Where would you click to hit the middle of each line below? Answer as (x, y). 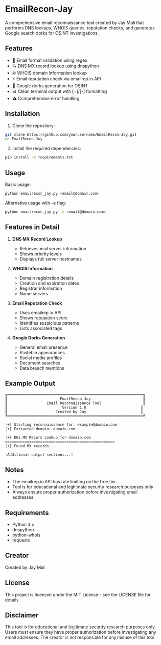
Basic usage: (18, 184)
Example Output (30, 383)
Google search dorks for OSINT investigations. (52, 33)
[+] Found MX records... (30, 446)
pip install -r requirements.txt (39, 157)
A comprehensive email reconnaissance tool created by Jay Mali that (75, 23)
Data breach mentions (42, 368)
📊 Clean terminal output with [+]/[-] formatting (59, 91)
